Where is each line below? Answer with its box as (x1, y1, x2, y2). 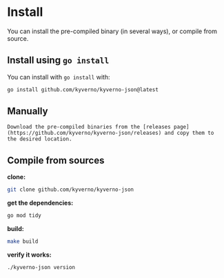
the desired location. (7, 136, 72, 142)
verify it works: (7, 250, 52, 259)
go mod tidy (7, 212, 41, 219)
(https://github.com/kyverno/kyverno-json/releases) (7, 129, 162, 137)
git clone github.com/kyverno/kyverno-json (7, 186, 134, 194)
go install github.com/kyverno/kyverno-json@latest (7, 86, 159, 93)
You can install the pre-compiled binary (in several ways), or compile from (7, 27, 218, 35)
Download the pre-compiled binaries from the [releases (7, 124, 171, 131)
